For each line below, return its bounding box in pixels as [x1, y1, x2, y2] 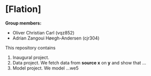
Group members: [5, 20, 42, 26]
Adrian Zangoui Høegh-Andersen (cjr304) [12, 35, 100, 41]
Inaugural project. [12, 54, 49, 60]
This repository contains [5, 44, 56, 50]
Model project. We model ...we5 [12, 65, 79, 71]
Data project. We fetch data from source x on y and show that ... [12, 59, 146, 65]
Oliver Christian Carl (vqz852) [12, 29, 74, 35]
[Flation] [5, 3, 41, 15]
